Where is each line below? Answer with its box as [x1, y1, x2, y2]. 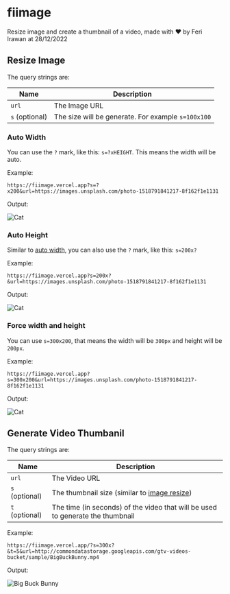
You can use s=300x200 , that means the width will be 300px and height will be [7, 336, 222, 344]
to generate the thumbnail [51, 511, 135, 521]
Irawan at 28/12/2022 [7, 34, 68, 43]
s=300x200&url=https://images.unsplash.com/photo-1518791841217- [7, 376, 197, 383]
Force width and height [7, 321, 86, 331]
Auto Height [7, 230, 49, 239]
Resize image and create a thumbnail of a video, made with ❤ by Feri [7, 27, 203, 36]
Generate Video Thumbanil [7, 427, 125, 440]
